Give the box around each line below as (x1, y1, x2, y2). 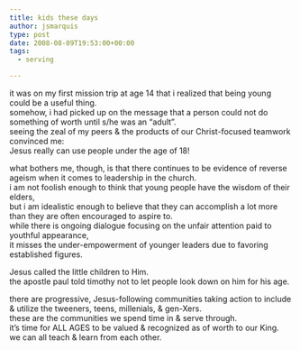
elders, (9, 191, 35, 202)
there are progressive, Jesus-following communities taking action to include (9, 294, 292, 304)
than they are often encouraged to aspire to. (9, 211, 173, 221)
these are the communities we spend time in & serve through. (9, 313, 238, 323)
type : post (9, 30, 50, 39)
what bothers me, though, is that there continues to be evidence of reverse (9, 163, 287, 173)
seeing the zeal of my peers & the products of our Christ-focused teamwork (9, 126, 291, 136)
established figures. (9, 249, 83, 260)
